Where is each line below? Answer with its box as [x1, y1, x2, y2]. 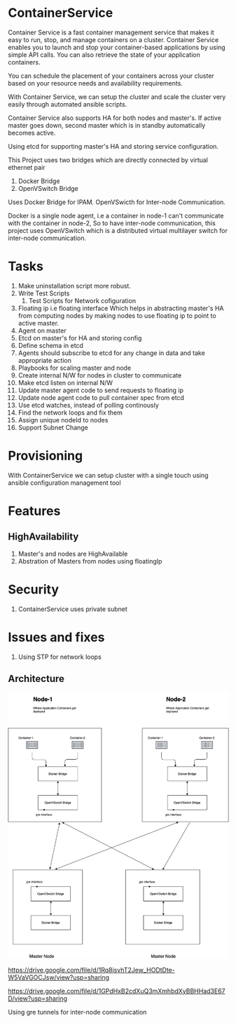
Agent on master [18, 326, 67, 335]
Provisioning [8, 448, 83, 464]
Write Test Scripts [18, 289, 70, 297]
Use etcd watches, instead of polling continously [18, 401, 160, 409]
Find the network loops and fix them [18, 408, 123, 417]
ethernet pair [8, 163, 46, 171]
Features [8, 503, 61, 519]
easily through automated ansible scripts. [8, 100, 127, 108]
